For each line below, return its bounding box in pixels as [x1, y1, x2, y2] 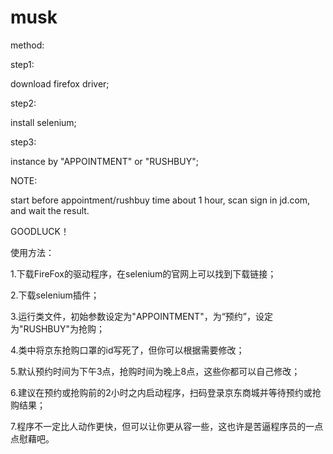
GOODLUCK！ [10, 225, 70, 237]
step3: [10, 136, 37, 148]
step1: [10, 58, 35, 70]
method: [10, 39, 45, 51]
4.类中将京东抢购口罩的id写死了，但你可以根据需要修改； [10, 344, 245, 356]
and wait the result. [10, 204, 90, 216]
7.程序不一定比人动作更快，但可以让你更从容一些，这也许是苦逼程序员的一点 [10, 420, 324, 432]
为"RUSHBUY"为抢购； [10, 322, 105, 335]
